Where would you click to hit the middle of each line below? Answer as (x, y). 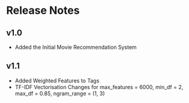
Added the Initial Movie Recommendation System (76, 47)
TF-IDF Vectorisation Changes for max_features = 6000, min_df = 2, (99, 87)
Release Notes (43, 11)
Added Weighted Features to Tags (57, 80)
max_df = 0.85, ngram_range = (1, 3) (60, 93)
